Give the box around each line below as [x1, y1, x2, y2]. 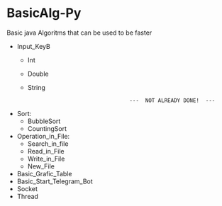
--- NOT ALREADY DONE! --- [129, 97, 216, 104]
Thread [16, 192, 38, 200]
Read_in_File [27, 147, 65, 155]
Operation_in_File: [16, 132, 70, 140]
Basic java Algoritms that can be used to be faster [6, 28, 152, 37]
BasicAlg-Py [6, 5, 82, 21]
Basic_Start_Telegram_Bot [16, 177, 93, 185]
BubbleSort [27, 117, 61, 125]
